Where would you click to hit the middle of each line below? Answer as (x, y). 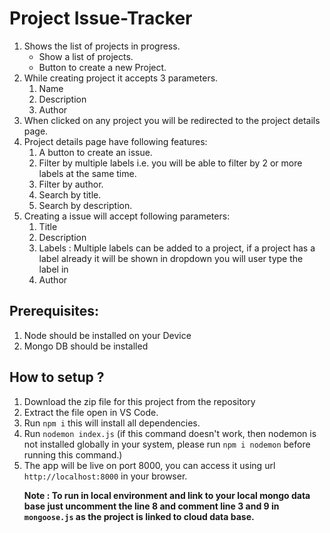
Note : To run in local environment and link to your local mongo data (167, 495)
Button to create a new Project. (102, 67)
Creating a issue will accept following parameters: (127, 216)
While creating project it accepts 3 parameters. (121, 78)
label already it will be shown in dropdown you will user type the (171, 258)
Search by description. (85, 205)
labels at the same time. (87, 173)
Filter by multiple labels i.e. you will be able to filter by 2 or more (170, 163)
